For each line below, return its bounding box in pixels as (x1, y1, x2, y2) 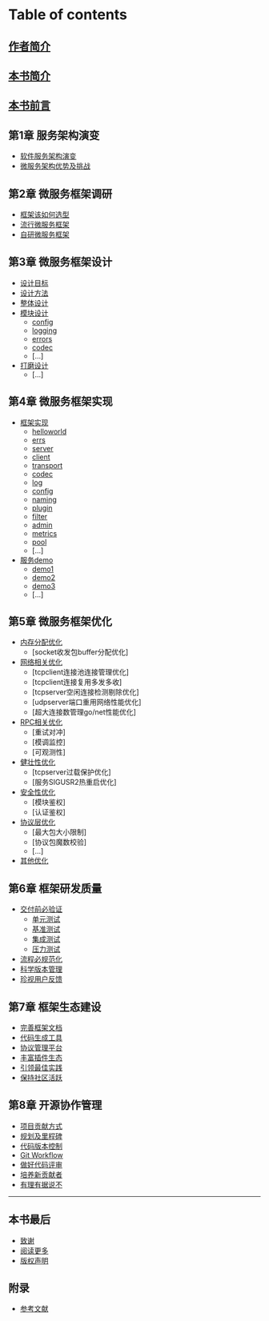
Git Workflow (19, 1150, 63, 1159)
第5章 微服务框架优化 (8, 614, 113, 628)
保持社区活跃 (19, 1073, 62, 1083)
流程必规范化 (19, 955, 62, 964)
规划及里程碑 (19, 1131, 62, 1141)
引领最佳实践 (19, 1063, 62, 1073)
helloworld (31, 426, 67, 436)
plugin (31, 502, 54, 513)
